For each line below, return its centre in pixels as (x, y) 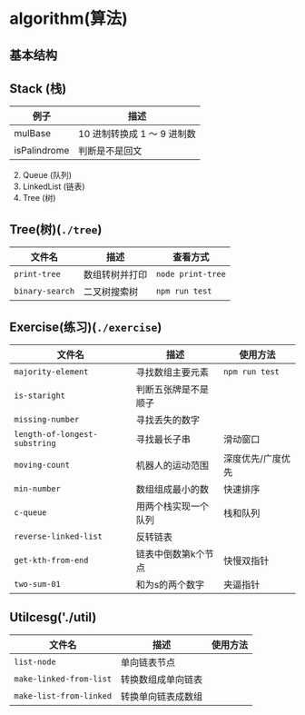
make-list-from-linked (63, 695)
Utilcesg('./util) (53, 617)
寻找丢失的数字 (167, 421)
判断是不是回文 (110, 151)
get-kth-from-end (51, 561)
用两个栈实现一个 (172, 507)
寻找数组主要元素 (172, 372)
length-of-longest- (56, 434)
